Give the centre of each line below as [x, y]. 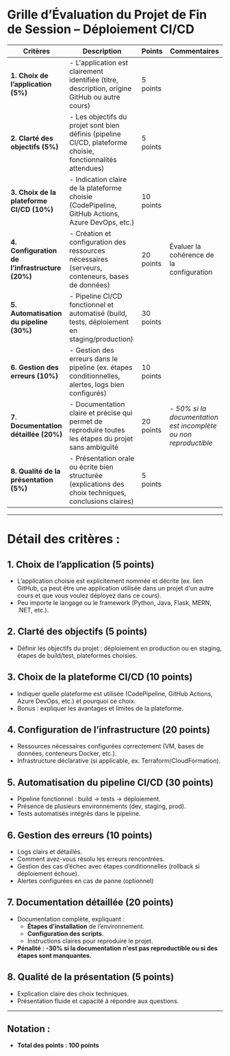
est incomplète [193, 426]
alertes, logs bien [97, 384]
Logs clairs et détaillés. [49, 852]
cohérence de [192, 255]
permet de [86, 421]
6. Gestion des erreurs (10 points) [80, 835]
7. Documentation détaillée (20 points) [90, 903]
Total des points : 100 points [58, 1045]
